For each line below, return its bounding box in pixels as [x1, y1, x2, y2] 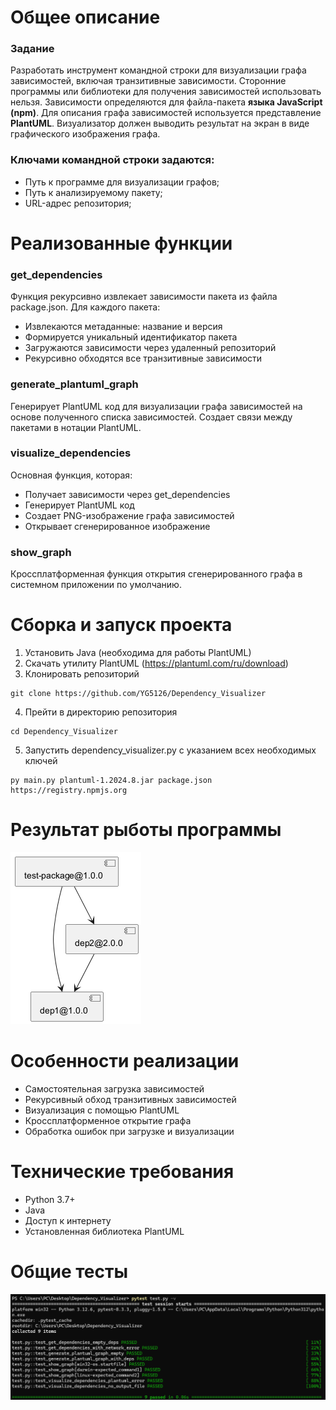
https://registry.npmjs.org [10, 786, 128, 796]
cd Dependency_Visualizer [10, 727, 118, 737]
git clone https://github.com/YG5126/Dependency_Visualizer [10, 689, 267, 699]
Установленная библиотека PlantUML [24, 1225, 185, 1237]
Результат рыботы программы [10, 819, 282, 841]
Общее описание [10, 6, 161, 29]
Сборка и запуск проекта [10, 614, 233, 636]
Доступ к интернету [24, 1214, 112, 1226]
